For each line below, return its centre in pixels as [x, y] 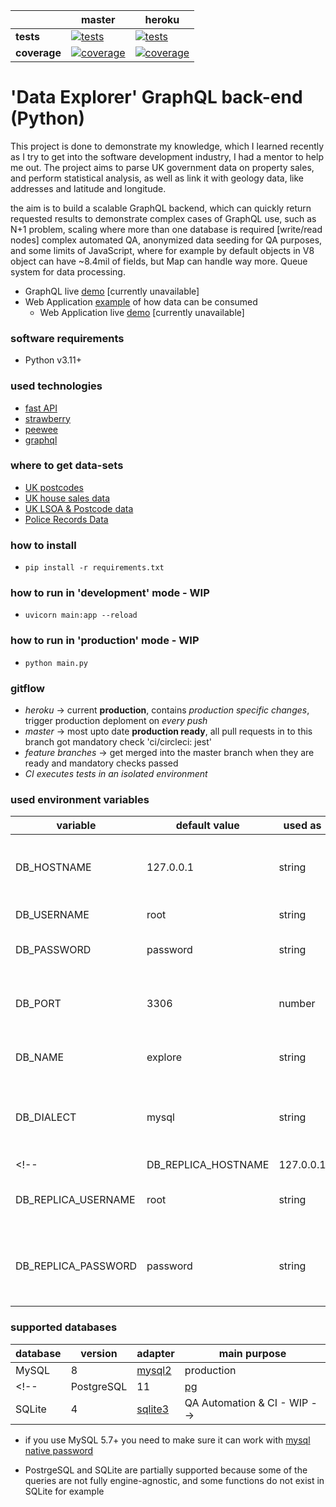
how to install [43, 545]
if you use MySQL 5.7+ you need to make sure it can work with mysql [167, 1440]
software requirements [67, 338]
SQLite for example [64, 1491]
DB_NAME [40, 1057]
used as [302, 826]
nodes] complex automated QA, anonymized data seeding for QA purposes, [166, 240]
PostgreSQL [99, 1386]
